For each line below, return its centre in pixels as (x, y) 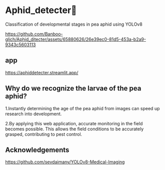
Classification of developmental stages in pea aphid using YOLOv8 (74, 24)
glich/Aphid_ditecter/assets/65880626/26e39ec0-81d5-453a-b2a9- (76, 39)
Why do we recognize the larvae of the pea (73, 88)
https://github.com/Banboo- (34, 34)
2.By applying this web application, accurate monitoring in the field (74, 123)
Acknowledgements (37, 150)
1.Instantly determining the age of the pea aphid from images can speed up (82, 108)
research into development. (33, 114)
